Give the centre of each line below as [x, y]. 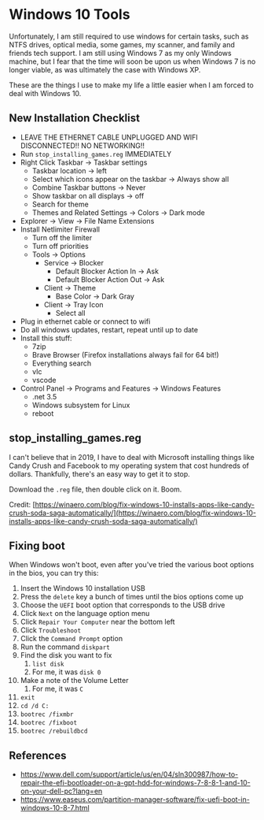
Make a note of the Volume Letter [74, 681]
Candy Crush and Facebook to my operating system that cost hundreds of [129, 466]
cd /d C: [35, 707]
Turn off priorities [60, 246]
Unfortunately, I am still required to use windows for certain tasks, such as [129, 36]
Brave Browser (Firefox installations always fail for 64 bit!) [125, 354]
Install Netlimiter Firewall [60, 229]
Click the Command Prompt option [71, 639]
